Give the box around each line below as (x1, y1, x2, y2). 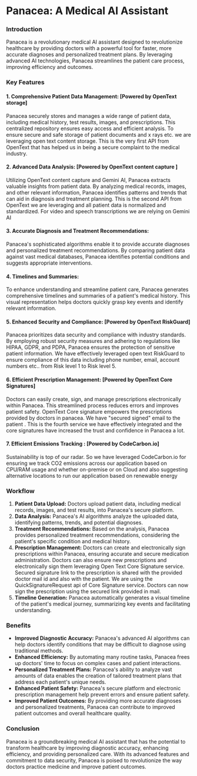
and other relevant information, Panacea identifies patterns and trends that (6, 189, 187, 196)
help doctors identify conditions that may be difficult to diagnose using (14, 641, 186, 648)
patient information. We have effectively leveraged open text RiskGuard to (6, 350, 185, 357)
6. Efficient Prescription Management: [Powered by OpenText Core (6, 376, 172, 384)
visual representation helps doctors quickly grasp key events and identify (6, 299, 183, 306)
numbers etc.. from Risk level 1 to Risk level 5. (6, 362, 116, 369)
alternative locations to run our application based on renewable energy (6, 472, 178, 479)
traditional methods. (14, 647, 64, 655)
